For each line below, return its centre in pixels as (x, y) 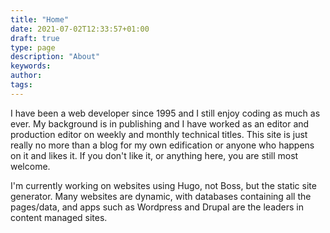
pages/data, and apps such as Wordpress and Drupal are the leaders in (157, 207)
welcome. (30, 166)
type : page (33, 47)
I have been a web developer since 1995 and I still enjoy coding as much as (165, 113)
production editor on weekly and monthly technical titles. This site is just (159, 134)
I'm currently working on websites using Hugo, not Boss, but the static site (163, 185)
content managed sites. (59, 217)
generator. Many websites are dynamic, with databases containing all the (161, 196)
